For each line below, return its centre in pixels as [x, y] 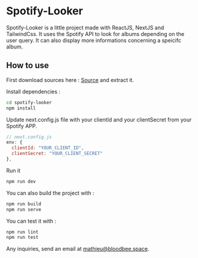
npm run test [22, 238]
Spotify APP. [22, 126]
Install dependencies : [33, 92]
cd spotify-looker [29, 102]
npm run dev [21, 181]
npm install [21, 108]
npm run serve [24, 210]
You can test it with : [31, 221]
